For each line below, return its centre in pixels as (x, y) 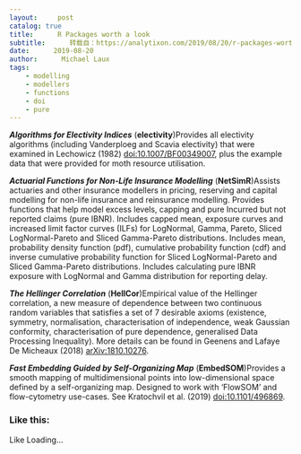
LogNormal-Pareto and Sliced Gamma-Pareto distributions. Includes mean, (148, 238)
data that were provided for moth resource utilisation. (107, 163)
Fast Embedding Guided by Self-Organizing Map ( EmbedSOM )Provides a (147, 368)
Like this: (30, 420)
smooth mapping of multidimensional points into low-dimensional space (142, 378)
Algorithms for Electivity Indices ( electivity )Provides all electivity (132, 135)
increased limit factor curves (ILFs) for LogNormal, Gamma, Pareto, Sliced (146, 229)
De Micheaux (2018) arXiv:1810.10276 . (79, 351)
